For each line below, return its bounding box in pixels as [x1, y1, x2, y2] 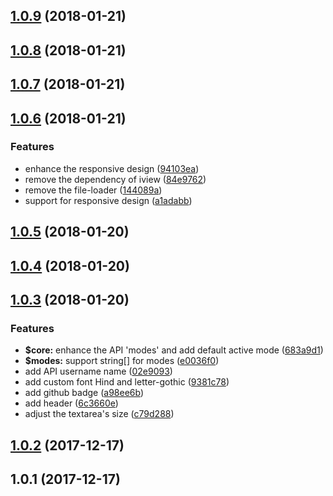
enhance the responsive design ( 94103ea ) [24, 162, 200, 174]
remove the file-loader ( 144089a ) [24, 184, 163, 196]
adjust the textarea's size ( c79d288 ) [24, 408, 175, 420]
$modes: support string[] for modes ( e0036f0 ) [24, 355, 220, 367]
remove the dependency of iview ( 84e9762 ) [24, 173, 207, 185]
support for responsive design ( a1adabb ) [24, 194, 193, 206]
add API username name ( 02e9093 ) [24, 365, 173, 378]
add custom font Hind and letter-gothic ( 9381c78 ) [24, 376, 230, 388]
